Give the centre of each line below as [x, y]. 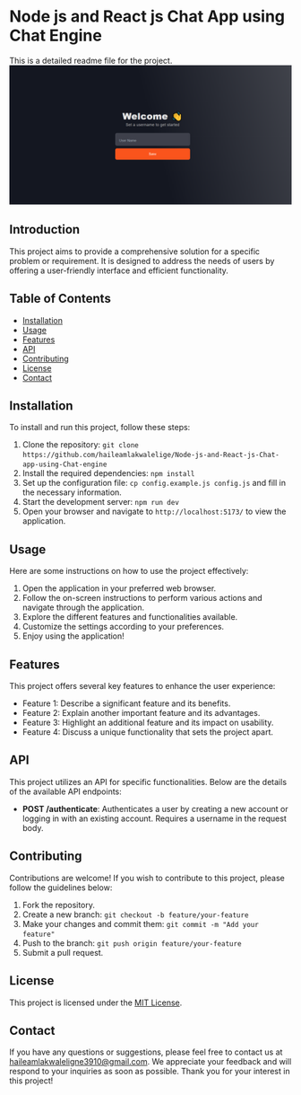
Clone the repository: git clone [80, 445]
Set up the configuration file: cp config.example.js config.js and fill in [154, 483]
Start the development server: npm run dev [100, 502]
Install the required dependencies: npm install [108, 473]
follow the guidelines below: [61, 887]
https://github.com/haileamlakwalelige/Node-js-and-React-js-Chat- [150, 455]
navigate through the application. [83, 607]
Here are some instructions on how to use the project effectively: [129, 571]
